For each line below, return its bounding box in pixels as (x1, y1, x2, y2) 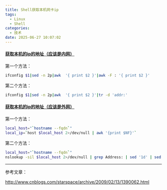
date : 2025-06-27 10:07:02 (5, 35, 61, 40)
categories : (5, 26, 30, 31)
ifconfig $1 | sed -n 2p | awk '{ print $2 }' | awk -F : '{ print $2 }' (5, 73, 150, 78)
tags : (5, 12, 16, 17)
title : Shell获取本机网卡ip (5, 7, 59, 12)
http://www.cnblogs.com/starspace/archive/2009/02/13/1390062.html (5, 179, 150, 185)
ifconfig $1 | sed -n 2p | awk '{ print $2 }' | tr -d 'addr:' (5, 93, 128, 97)
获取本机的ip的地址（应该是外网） (5, 104, 75, 110)
